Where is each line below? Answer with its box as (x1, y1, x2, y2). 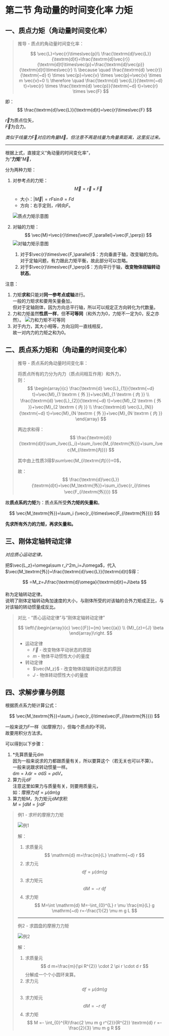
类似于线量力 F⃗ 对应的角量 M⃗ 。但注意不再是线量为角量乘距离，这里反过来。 (5, 134, 163, 140)
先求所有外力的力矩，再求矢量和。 (5, 521, 76, 527)
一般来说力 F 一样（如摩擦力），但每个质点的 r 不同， (5, 724, 109, 730)
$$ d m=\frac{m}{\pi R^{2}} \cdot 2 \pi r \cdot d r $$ (40, 963, 149, 969)
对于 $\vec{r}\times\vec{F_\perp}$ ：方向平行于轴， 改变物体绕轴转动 (20, 264, 160, 270)
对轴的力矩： (12, 224, 39, 230)
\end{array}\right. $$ (69, 630, 113, 636)
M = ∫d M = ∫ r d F (12, 801, 46, 807)
